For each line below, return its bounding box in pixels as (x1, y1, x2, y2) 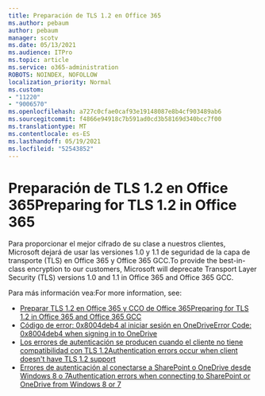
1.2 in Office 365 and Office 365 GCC (19, 312, 142, 322)
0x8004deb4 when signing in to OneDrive (19, 329, 158, 339)
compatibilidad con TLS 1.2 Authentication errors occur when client (19, 346, 238, 355)
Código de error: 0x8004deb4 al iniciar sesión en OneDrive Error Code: (19, 320, 252, 330)
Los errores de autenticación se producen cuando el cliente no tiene (19, 337, 244, 347)
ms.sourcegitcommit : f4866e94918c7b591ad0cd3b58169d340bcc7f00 (8, 115, 222, 123)
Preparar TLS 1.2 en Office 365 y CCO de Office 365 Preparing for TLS (19, 304, 249, 313)
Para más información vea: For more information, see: (8, 288, 182, 298)
